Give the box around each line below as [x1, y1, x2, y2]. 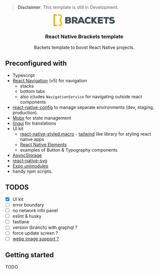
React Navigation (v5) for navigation [12, 78, 87, 84]
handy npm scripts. [12, 168, 53, 175]
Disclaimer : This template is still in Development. [17, 5, 119, 10]
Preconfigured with [5, 59, 67, 67]
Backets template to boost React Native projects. [34, 45, 135, 51]
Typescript [12, 72, 35, 78]
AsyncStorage [12, 153, 42, 159]
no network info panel [12, 208, 58, 214]
